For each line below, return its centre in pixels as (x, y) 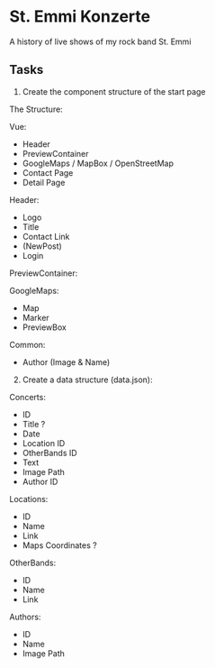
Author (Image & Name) (66, 361)
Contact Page (48, 172)
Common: (27, 344)
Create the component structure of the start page (114, 91)
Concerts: (28, 397)
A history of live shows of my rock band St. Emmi (100, 41)
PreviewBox (45, 327)
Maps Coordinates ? (59, 545)
